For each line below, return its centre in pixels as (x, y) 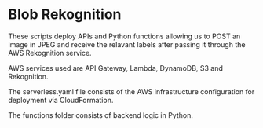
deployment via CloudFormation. (61, 100)
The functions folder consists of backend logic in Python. (101, 115)
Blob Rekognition (65, 15)
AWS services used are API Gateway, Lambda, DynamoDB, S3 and (116, 68)
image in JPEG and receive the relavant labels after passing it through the (127, 44)
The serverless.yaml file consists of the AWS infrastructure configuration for (131, 91)
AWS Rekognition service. (50, 53)
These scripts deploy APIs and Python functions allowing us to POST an (124, 36)
